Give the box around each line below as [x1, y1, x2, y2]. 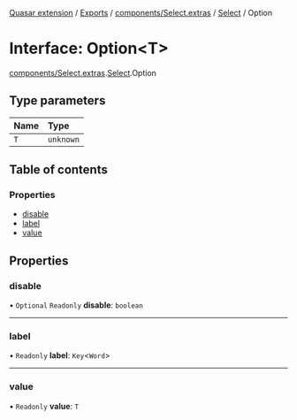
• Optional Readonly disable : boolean [9, 300, 143, 310]
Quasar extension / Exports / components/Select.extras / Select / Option [9, 8, 273, 18]
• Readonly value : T [9, 401, 80, 411]
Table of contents [9, 163, 108, 178]
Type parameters [9, 93, 106, 109]
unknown [47, 134, 80, 144]
